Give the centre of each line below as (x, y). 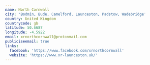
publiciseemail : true (27, 42)
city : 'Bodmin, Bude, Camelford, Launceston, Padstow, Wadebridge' (76, 14)
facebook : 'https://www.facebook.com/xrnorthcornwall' (67, 50)
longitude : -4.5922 (25, 32)
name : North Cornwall (27, 10)
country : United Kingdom (30, 19)
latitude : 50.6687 (24, 28)
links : (12, 46)
